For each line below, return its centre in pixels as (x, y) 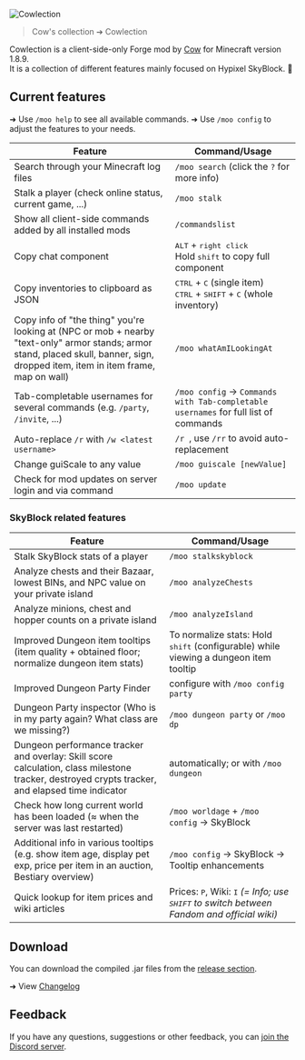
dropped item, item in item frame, (85, 365)
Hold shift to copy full (222, 256)
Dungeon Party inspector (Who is (85, 707)
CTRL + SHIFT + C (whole (224, 294)
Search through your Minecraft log (87, 166)
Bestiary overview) (54, 877)
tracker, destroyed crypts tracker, (85, 779)
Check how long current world (79, 805)
